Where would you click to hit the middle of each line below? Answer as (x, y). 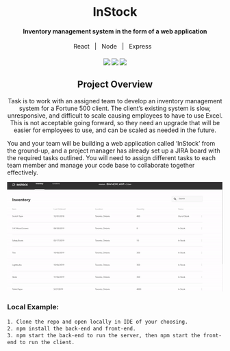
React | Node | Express (112, 47)
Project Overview (115, 84)
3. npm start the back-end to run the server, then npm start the (104, 336)
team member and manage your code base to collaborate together (101, 165)
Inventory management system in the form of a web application (115, 31)
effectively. (23, 172)
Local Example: (33, 307)
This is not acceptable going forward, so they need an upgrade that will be (115, 122)
